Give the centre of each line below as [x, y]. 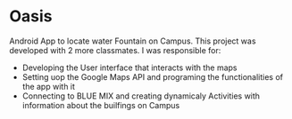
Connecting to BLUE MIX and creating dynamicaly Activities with [141, 96]
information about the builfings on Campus [101, 105]
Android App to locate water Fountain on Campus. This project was [133, 41]
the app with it [49, 86]
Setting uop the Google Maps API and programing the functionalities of [153, 76]
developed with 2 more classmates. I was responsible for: [115, 50]
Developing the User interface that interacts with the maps [129, 67]
